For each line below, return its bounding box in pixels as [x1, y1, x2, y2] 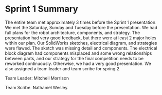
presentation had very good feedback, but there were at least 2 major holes [5, 35, 157, 41]
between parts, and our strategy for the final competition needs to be [5, 55, 144, 61]
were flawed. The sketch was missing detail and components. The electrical [5, 45, 157, 51]
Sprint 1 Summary [5, 3, 78, 15]
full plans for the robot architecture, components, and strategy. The [5, 30, 140, 35]
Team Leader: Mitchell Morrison [5, 75, 69, 81]
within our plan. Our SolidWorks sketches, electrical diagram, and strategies [5, 40, 157, 46]
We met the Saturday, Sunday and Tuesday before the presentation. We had [5, 24, 157, 30]
